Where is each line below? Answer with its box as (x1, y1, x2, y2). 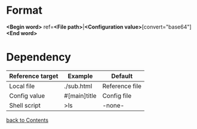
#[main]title (64, 92, 97, 100)
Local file (9, 81, 35, 90)
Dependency (6, 51, 72, 64)
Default (111, 72, 133, 80)
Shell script (9, 101, 41, 109)
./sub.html (64, 81, 93, 90)
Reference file (102, 81, 142, 90)
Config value (9, 92, 45, 100)
